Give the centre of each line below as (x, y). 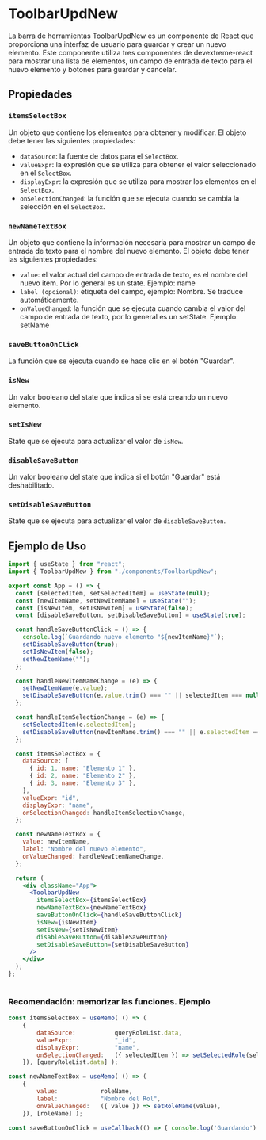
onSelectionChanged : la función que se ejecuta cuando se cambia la (129, 198)
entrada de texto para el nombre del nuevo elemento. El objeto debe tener (129, 251)
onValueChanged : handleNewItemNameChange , (93, 856)
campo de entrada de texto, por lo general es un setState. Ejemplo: (129, 316)
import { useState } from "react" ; (67, 564)
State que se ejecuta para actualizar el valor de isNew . (96, 441)
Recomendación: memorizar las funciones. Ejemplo (110, 1001)
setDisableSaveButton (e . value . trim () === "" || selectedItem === (133, 696)
